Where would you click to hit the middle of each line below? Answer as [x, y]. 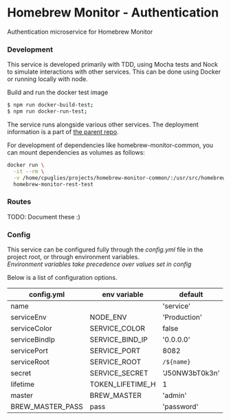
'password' [180, 407]
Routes [19, 202]
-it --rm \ [29, 171]
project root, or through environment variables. [73, 257]
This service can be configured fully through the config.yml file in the [105, 250]
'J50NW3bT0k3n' [191, 373]
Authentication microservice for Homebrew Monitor [80, 32]
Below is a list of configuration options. [62, 278]
